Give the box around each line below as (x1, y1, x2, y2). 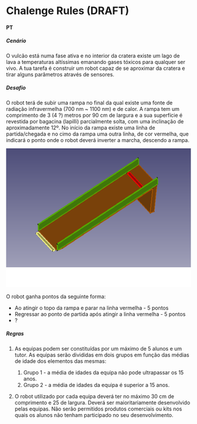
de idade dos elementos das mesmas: (14, 357, 107, 365)
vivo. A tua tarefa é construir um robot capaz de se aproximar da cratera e (6, 65, 185, 72)
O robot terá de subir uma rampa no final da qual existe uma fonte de (6, 99, 173, 106)
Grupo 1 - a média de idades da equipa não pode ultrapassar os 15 (23, 369, 184, 376)
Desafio (6, 84, 26, 92)
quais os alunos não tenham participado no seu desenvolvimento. (14, 411, 174, 418)
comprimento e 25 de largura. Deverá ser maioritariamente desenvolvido (14, 399, 191, 406)
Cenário (6, 37, 26, 45)
